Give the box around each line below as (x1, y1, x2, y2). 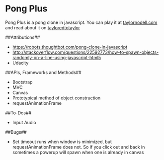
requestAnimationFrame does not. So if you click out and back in (12, 144, 145, 150)
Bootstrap (12, 79, 33, 85)
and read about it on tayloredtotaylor (5, 24, 81, 30)
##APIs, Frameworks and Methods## (5, 69, 82, 75)
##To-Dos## (5, 110, 32, 116)
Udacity (12, 60, 29, 66)
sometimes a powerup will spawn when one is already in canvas (12, 149, 144, 155)
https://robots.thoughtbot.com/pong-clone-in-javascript (12, 44, 128, 50)
